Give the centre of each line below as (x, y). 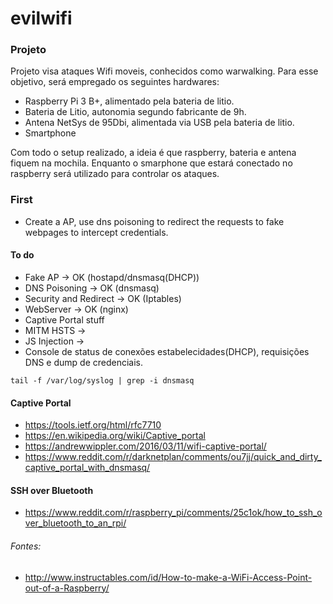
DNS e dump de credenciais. (84, 362)
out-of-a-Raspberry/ (67, 588)
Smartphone (50, 133)
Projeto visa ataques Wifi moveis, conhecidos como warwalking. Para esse (164, 71)
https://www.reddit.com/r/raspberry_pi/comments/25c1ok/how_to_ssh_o (173, 513)
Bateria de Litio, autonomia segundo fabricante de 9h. (135, 112)
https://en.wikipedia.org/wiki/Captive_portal (115, 436)
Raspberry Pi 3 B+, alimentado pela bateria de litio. (129, 101)
